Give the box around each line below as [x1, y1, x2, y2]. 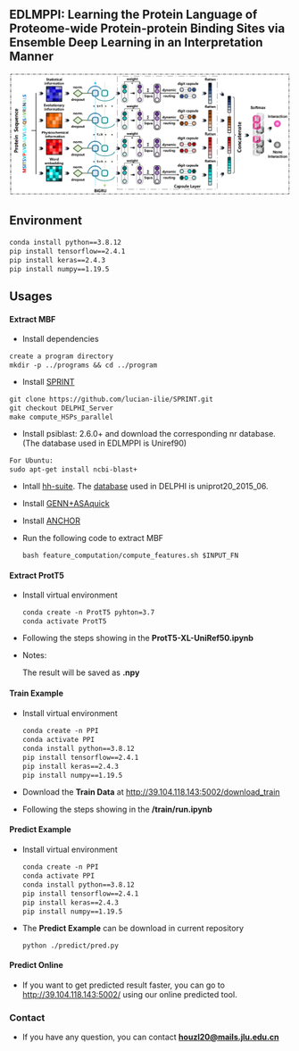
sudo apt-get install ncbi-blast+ [9, 465, 138, 474]
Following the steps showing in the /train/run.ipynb [21, 804, 212, 814]
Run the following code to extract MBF [21, 533, 163, 544]
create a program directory [9, 352, 114, 361]
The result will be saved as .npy [21, 667, 140, 678]
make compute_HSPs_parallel [9, 413, 114, 422]
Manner [9, 49, 54, 64]
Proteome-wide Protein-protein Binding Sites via [9, 21, 286, 37]
